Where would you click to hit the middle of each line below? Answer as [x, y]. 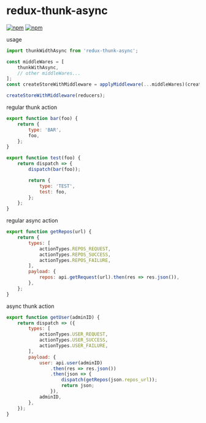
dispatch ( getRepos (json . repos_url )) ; [109, 380]
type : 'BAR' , [45, 130]
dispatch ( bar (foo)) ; [55, 170]
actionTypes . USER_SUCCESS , [74, 340]
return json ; [78, 386]
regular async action [32, 220]
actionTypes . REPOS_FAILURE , [75, 260]
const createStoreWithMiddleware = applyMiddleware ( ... [79, 84]
